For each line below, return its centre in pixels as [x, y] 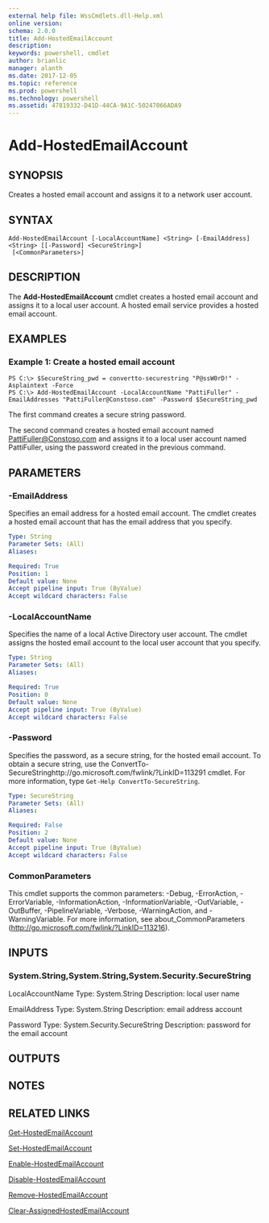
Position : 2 [28, 833]
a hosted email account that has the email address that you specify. [120, 522]
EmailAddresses [34, 400]
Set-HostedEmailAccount [50, 1148]
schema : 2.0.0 [32, 31]
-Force [62, 386]
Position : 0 [28, 694]
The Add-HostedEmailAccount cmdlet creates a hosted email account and [133, 296]
